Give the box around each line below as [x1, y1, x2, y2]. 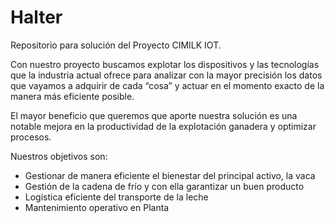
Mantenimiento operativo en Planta [24, 201, 170, 213]
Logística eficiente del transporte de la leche [24, 191, 209, 203]
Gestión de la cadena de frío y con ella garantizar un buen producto [24, 180, 305, 192]
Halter [10, 6, 63, 29]
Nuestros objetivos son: [10, 150, 108, 162]
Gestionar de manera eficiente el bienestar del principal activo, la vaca [24, 169, 316, 181]
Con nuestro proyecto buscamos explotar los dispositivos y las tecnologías [10, 58, 320, 70]
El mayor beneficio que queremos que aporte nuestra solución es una [10, 109, 298, 121]
